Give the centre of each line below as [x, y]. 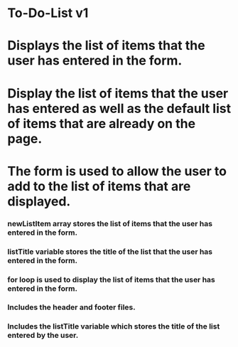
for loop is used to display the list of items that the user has [111, 279]
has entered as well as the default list [119, 108]
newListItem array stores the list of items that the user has [110, 223]
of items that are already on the [102, 123]
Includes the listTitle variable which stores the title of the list [114, 326]
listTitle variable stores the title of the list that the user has [110, 252]
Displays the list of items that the [106, 46]
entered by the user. [43, 336]
